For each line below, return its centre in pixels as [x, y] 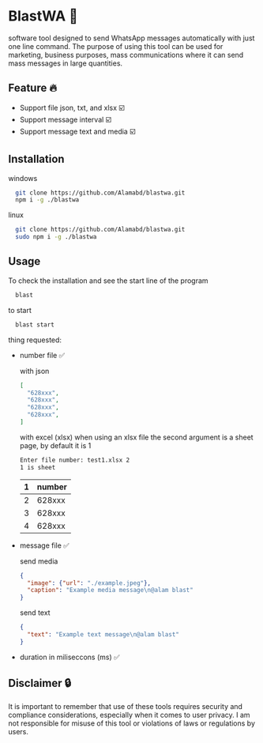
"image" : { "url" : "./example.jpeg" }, [89, 583]
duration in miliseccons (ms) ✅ [70, 657]
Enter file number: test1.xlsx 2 [75, 460]
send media [39, 561]
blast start [35, 324]
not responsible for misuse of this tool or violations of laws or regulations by [131, 723]
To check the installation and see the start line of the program [108, 281]
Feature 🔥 [33, 88]
